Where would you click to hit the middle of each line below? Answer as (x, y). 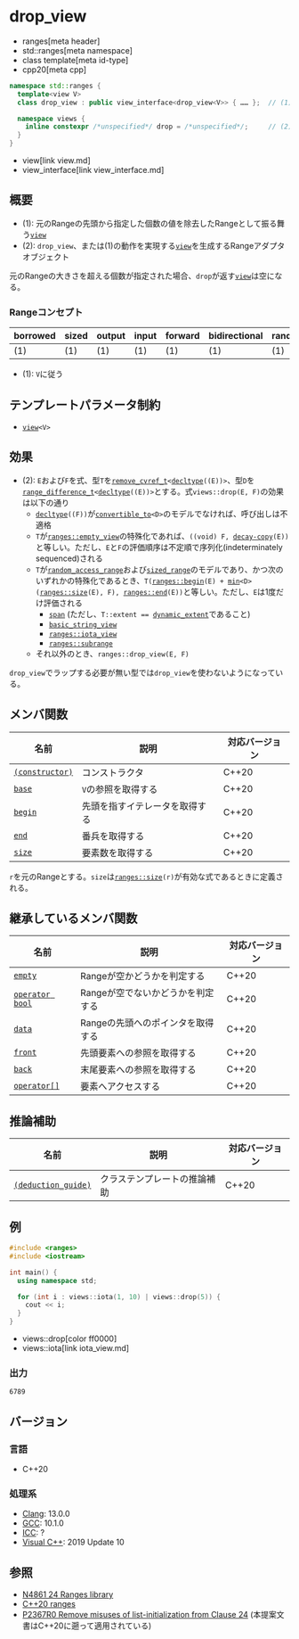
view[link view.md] (56, 161)
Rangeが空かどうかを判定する (142, 976)
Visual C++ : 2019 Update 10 (73, 1542)
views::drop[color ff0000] (69, 1338)
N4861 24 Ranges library (68, 1594)
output (111, 336)
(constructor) (44, 772)
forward (182, 336)
